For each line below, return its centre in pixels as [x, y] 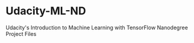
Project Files [21, 33]
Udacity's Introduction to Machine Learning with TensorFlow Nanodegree [97, 27]
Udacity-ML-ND [46, 11]
